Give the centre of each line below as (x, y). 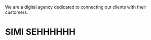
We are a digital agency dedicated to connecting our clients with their (76, 7)
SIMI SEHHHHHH (40, 32)
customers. (17, 12)
